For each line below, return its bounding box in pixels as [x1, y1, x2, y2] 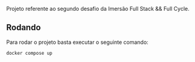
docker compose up [6, 50, 53, 56]
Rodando [6, 22, 41, 33]
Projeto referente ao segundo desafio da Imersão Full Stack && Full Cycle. [6, 5, 190, 12]
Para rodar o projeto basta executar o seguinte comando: [6, 39, 149, 46]
